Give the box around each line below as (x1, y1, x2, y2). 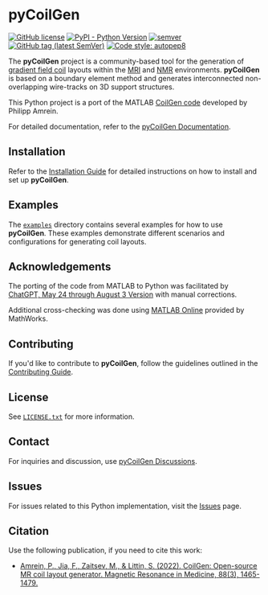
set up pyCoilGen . (8, 174, 69, 184)
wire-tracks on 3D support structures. (49, 82, 175, 92)
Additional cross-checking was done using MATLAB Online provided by (8, 306, 245, 315)
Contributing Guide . (8, 367, 74, 377)
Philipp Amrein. (8, 106, 59, 116)
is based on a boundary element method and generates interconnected (8, 73, 244, 83)
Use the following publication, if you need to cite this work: (8, 545, 203, 556)
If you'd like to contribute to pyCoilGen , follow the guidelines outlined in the (8, 359, 258, 368)
